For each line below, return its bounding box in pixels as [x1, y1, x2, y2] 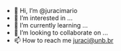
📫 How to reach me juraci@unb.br [13, 37, 114, 44]
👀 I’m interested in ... [13, 14, 73, 22]
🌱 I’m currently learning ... [13, 21, 88, 29]
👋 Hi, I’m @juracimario [13, 7, 78, 14]
